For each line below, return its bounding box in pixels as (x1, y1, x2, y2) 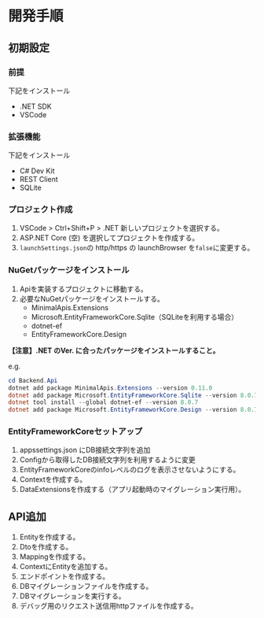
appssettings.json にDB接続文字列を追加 (19, 446, 151, 455)
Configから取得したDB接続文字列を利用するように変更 (19, 455, 196, 464)
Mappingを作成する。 (19, 552, 90, 561)
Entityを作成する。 (19, 532, 80, 542)
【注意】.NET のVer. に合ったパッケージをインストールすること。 (8, 346, 220, 355)
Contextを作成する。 (19, 475, 87, 484)
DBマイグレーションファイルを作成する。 (19, 582, 153, 591)
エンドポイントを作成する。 (19, 572, 110, 581)
